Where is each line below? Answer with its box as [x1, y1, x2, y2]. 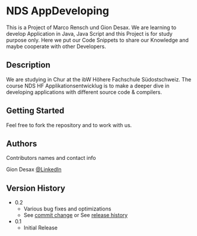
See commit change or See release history [23, 212, 128, 219]
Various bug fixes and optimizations [23, 205, 112, 212]
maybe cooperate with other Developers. [6, 43, 106, 50]
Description [6, 60, 50, 70]
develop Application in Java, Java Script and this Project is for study [6, 30, 173, 37]
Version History [6, 183, 65, 193]
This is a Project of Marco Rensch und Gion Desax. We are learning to [6, 24, 177, 31]
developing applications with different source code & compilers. [6, 88, 162, 96]
